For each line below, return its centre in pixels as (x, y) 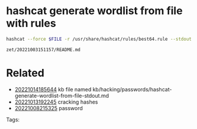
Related (25, 73)
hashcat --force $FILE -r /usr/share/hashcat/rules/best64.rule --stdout (99, 39)
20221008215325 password (49, 108)
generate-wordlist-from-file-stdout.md (62, 95)
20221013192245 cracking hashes (56, 102)
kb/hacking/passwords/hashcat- (132, 89)
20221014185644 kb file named (53, 89)
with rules (31, 23)
